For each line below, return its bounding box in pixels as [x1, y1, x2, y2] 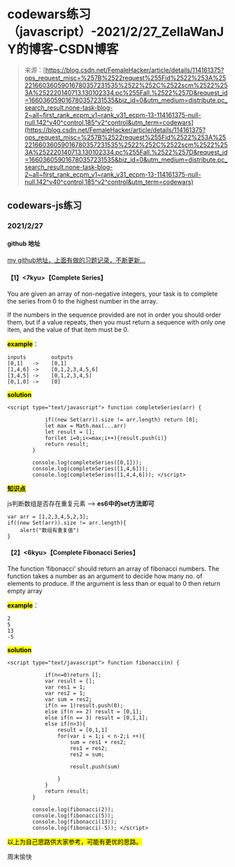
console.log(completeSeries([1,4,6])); [32, 465, 149, 472]
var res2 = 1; [44, 689, 86, 696]
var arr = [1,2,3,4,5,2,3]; [7, 513, 90, 520]
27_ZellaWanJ [142, 24, 224, 40]
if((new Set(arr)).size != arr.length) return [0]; [44, 416, 199, 423]
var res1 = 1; [44, 683, 86, 691]
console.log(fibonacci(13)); [32, 818, 117, 825]
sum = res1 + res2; [69, 738, 127, 745]
